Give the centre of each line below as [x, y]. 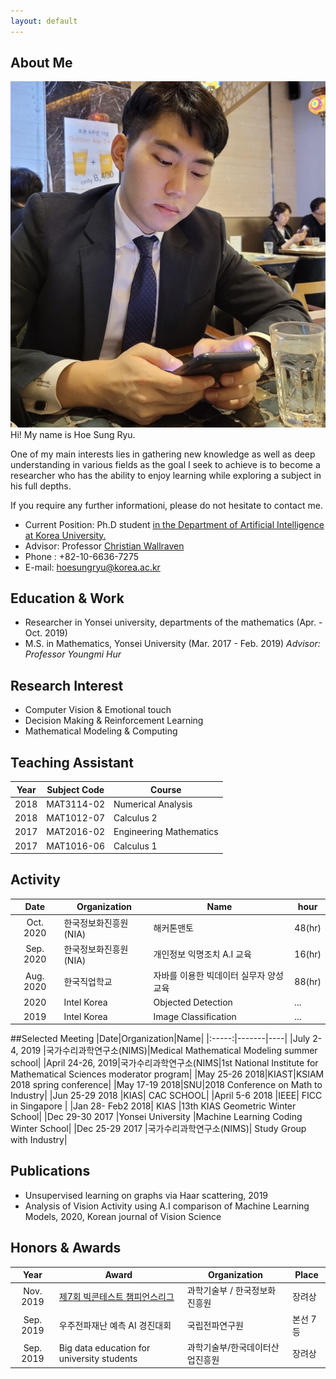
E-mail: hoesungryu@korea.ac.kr [92, 567]
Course [166, 789]
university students [98, 1358]
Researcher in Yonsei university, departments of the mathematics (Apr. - [173, 622]
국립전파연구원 [215, 1325]
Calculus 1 [135, 846]
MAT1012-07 [76, 818]
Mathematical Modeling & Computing [101, 731]
